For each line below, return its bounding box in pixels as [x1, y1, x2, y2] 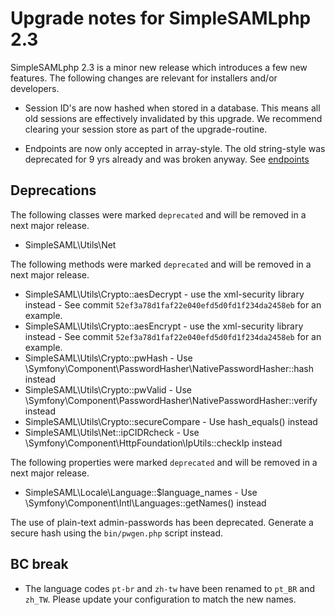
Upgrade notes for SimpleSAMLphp [10, 7, 312, 30]
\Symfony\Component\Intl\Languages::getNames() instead [24, 497, 267, 509]
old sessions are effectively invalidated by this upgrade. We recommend [24, 112, 323, 124]
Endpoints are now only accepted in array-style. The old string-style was [24, 142, 326, 154]
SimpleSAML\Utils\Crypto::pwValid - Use [24, 383, 192, 396]
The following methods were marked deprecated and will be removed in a [10, 258, 312, 270]
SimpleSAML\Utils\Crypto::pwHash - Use [24, 352, 193, 364]
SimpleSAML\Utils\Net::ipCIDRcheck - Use [24, 426, 200, 438]
